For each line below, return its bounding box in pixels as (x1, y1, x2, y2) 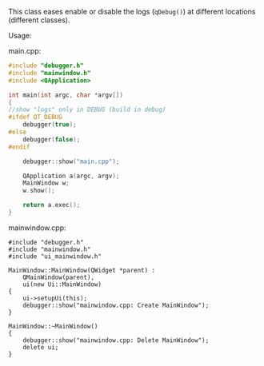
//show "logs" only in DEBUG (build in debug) (8, 105, 166, 114)
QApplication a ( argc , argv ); (22, 172, 120, 180)
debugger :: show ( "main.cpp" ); (22, 157, 120, 165)
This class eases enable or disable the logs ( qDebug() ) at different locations (8, 7, 256, 16)
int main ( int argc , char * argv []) (8, 91, 124, 99)
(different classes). (8, 15, 70, 25)
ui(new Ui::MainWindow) (22, 280, 102, 288)
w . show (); (22, 187, 56, 195)
